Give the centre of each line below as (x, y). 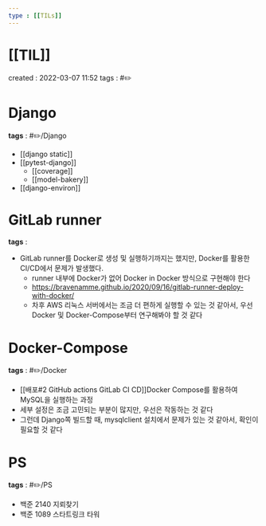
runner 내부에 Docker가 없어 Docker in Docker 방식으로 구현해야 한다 (141, 278)
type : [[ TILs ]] (35, 16)
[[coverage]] (52, 171)
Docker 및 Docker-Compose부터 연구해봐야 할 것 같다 (117, 315)
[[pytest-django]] (48, 162)
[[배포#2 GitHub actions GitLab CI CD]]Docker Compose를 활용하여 (129, 390)
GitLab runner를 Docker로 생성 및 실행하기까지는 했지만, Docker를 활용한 (135, 258)
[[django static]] (46, 154)
